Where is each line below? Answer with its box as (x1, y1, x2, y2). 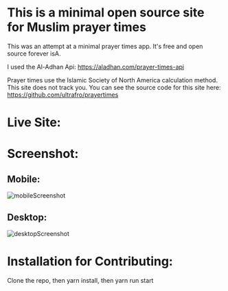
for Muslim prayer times (7, 19, 146, 35)
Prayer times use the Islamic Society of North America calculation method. (7, 75, 218, 84)
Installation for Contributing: (7, 254, 173, 269)
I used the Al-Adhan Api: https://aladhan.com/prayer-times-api (7, 62, 185, 71)
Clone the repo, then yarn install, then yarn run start (7, 276, 154, 284)
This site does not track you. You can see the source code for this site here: (7, 83, 221, 91)
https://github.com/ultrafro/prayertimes (7, 91, 119, 99)
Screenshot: (7, 146, 79, 162)
